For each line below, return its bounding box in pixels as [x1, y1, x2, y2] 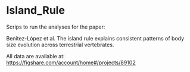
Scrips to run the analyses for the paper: [6, 23, 105, 30]
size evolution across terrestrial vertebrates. [6, 41, 114, 48]
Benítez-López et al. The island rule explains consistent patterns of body [6, 35, 185, 42]
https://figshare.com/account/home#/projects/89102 [6, 59, 136, 66]
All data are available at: [6, 52, 65, 60]
